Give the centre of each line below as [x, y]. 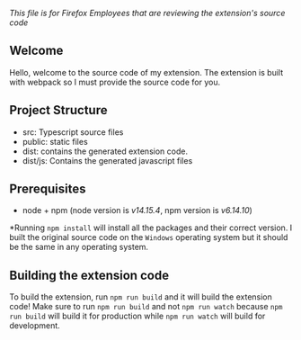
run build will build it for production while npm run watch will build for [137, 316]
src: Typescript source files [73, 132]
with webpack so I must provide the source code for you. [115, 82]
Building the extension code [89, 275]
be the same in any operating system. [79, 247]
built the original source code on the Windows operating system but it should [149, 237]
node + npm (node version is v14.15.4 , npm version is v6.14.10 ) [137, 210]
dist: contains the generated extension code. [105, 151]
